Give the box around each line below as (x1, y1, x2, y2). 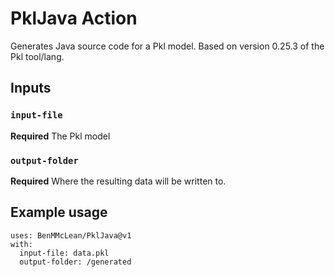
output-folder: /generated (19, 257, 132, 267)
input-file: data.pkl (19, 248, 110, 258)
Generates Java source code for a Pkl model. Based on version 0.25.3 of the (10, 40, 325, 52)
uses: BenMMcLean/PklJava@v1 (10, 230, 132, 241)
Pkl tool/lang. (10, 50, 65, 62)
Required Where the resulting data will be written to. (10, 175, 227, 187)
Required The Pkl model (10, 130, 111, 142)
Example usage (10, 204, 108, 221)
